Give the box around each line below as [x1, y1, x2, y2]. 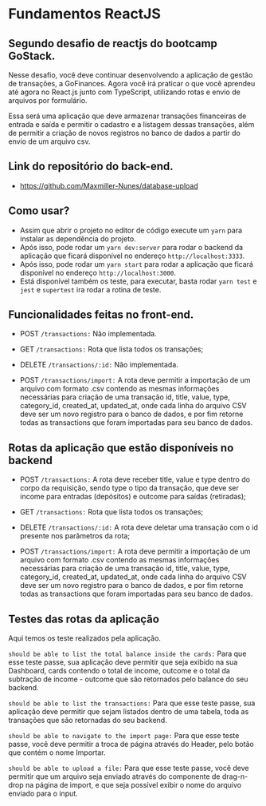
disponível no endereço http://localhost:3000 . [19, 268, 177, 277]
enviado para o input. [8, 788, 78, 799]
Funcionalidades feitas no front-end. [8, 308, 194, 322]
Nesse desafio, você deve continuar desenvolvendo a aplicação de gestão [8, 70, 253, 80]
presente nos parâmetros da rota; [19, 531, 130, 541]
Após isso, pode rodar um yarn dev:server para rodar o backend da [19, 242, 244, 252]
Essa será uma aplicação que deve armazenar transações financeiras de [8, 111, 247, 121]
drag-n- [221, 772, 248, 781]
